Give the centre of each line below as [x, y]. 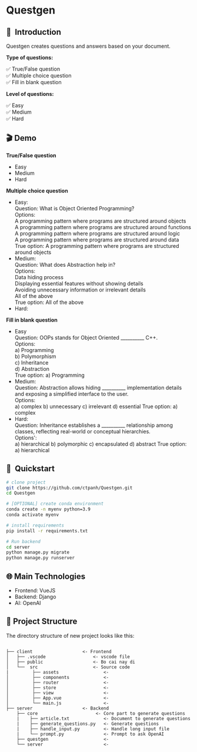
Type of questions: [30, 57]
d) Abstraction [32, 369]
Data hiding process [39, 277]
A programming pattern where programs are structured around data [97, 240]
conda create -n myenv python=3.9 [49, 509]
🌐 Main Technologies [46, 576]
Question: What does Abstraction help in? [65, 264]
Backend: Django [35, 597]
